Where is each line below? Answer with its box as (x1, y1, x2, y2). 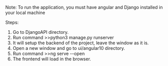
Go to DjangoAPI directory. (12, 29, 69, 35)
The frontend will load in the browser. (12, 56, 92, 62)
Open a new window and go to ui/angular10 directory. (12, 45, 125, 51)
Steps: (5, 20, 19, 25)
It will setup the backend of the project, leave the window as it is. (12, 40, 149, 46)
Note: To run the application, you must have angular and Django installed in (5, 5, 163, 10)
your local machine (5, 10, 45, 16)
